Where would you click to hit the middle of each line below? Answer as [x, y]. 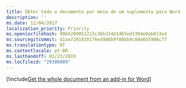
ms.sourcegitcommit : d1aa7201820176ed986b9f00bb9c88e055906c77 [87, 40]
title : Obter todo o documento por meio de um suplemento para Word [93, 12]
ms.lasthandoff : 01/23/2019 [41, 56]
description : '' [26, 17]
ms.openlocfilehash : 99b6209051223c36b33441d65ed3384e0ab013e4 [87, 34]
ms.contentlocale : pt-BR [37, 51]
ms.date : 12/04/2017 [32, 23]
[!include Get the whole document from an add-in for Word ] [79, 79]
